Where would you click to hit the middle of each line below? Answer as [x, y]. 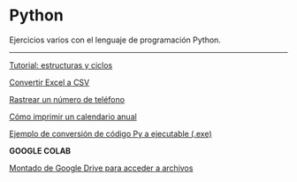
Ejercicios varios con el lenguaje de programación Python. [115, 40]
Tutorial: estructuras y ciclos [61, 65]
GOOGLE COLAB [40, 150]
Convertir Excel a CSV [49, 82]
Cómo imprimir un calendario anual [73, 117]
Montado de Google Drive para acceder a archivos [101, 168]
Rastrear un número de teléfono [67, 99]
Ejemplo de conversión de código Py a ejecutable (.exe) [110, 133]
